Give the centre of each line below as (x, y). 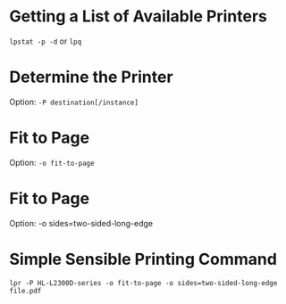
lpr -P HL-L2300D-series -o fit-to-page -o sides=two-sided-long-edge (143, 283)
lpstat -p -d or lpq (46, 41)
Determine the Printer (91, 77)
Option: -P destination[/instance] (74, 102)
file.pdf (25, 291)
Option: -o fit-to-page (52, 162)
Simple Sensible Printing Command (143, 259)
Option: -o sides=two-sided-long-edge (81, 223)
